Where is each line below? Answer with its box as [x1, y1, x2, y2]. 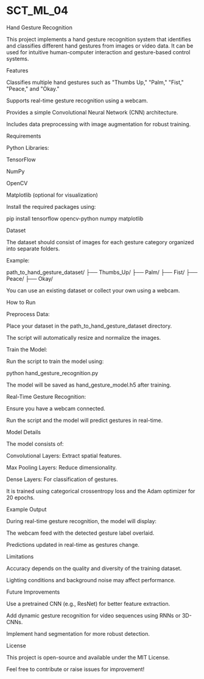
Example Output [6, 505, 47, 513]
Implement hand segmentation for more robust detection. [6, 630, 150, 637]
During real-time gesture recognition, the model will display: [6, 517, 157, 524]
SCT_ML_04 [6, 4, 69, 18]
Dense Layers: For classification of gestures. [6, 476, 118, 483]
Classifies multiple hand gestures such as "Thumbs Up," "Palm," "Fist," [6, 79, 184, 86]
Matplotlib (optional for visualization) [6, 191, 99, 199]
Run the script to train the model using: [6, 357, 104, 365]
